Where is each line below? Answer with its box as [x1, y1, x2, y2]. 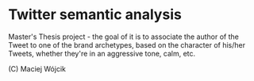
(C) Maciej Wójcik [8, 64, 66, 73]
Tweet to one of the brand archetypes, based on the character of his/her [8, 40, 246, 49]
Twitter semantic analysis [8, 6, 183, 24]
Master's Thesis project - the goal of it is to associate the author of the [8, 32, 240, 41]
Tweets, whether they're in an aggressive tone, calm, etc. [8, 48, 196, 58]
